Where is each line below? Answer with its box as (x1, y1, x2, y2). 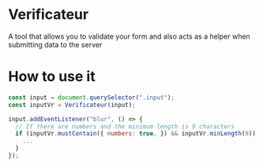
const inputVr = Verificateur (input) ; (8, 101, 136, 109)
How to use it (8, 68, 96, 86)
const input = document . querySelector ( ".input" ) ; (8, 93, 175, 102)
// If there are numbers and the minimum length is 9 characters (15, 122, 235, 131)
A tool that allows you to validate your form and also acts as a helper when (8, 32, 250, 41)
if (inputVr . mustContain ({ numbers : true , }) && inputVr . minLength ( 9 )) (15, 130, 257, 138)
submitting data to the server (8, 39, 103, 49)
